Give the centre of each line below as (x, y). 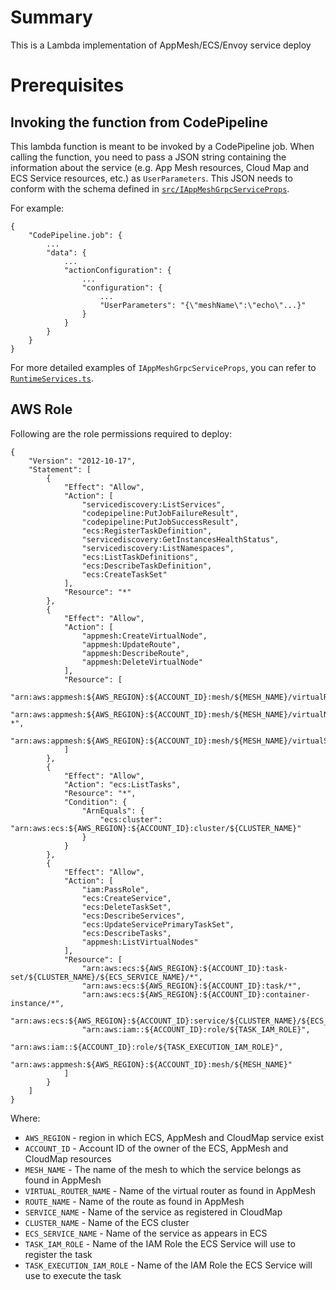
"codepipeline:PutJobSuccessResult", (160, 522)
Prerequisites (67, 85)
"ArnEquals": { (113, 811)
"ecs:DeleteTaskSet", (126, 907)
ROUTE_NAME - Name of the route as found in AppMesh (134, 1201)
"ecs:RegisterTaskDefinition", (147, 531)
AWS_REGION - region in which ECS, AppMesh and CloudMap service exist (174, 1137)
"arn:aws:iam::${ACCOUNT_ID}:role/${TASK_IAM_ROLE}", (196, 1029)
